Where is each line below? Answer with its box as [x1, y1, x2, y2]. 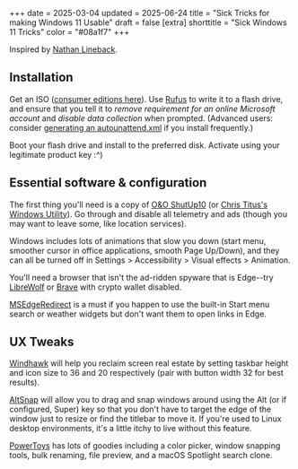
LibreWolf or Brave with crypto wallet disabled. [9, 282, 182, 292]
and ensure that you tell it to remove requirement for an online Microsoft [9, 103, 276, 114]
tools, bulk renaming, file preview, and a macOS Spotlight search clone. [9, 450, 273, 461]
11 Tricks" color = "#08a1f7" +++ [9, 27, 130, 37]
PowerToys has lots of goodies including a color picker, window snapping [9, 440, 281, 451]
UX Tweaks [9, 334, 74, 350]
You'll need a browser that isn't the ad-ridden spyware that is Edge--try [9, 272, 274, 282]
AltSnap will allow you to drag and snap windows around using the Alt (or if [9, 395, 287, 405]
